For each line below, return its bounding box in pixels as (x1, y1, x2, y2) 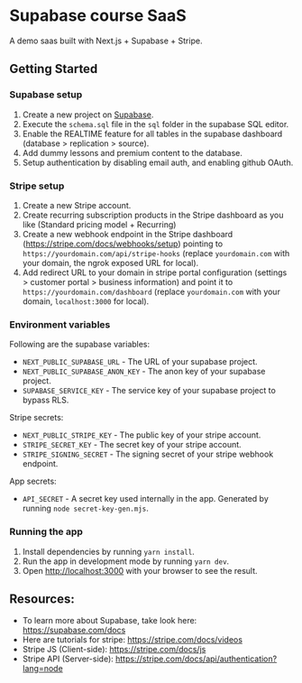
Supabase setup (9, 88, 83, 101)
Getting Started (9, 61, 98, 77)
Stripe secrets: (9, 412, 64, 423)
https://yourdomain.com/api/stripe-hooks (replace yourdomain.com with (22, 247, 290, 258)
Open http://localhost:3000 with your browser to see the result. (22, 565, 259, 576)
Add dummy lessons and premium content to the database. (22, 147, 243, 158)
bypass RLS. (22, 394, 69, 406)
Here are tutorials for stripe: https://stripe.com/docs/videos (22, 634, 243, 645)
